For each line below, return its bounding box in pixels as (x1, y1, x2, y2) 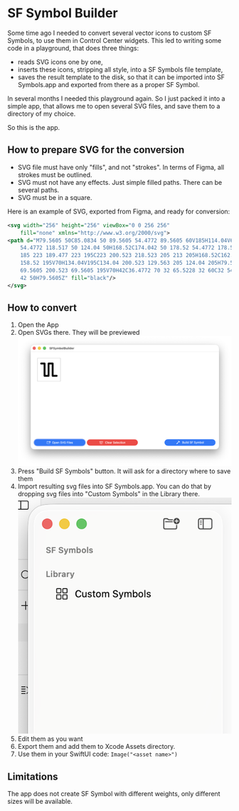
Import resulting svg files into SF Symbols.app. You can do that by (17, 482, 212, 490)
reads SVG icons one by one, (17, 57, 103, 66)
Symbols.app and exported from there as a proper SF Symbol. (17, 80, 200, 89)
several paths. (17, 186, 60, 194)
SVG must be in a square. (17, 193, 92, 201)
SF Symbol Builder (7, 5, 119, 21)
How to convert (7, 302, 77, 314)
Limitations (7, 770, 58, 782)
